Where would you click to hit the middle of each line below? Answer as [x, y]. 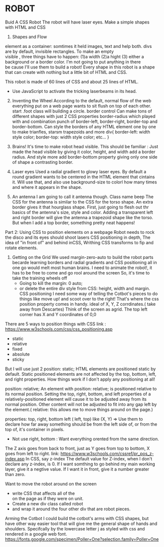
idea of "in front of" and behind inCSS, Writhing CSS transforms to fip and [79, 242]
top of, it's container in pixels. [35, 429]
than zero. [15, 474]
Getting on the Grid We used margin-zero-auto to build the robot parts [83, 257]
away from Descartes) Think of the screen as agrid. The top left [83, 309]
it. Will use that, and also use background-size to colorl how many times [84, 182]
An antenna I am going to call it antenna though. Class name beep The [83, 197]
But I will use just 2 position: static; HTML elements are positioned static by [81, 369]
